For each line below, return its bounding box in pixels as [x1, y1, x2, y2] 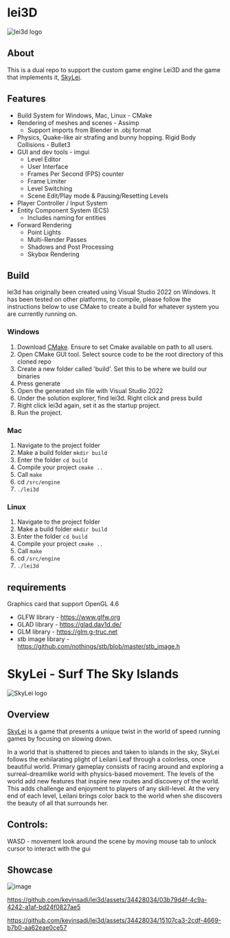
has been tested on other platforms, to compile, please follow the [7, 295, 192, 304]
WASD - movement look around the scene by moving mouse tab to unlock [7, 837, 217, 845]
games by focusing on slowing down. [7, 734, 113, 743]
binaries [16, 372, 41, 380]
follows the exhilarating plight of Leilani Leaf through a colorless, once [7, 755, 206, 763]
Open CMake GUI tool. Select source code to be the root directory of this [16, 350, 224, 358]
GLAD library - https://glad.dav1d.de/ [16, 621, 122, 629]
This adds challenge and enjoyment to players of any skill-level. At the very [7, 784, 220, 792]
